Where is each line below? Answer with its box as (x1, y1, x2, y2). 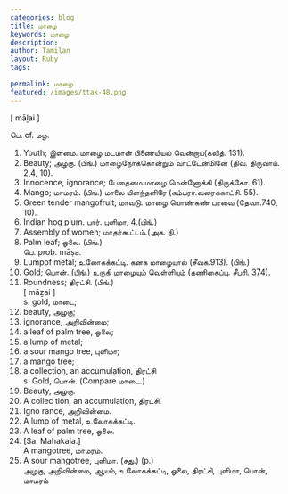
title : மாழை (10, 21, 58, 30)
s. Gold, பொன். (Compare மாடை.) (22, 375, 145, 386)
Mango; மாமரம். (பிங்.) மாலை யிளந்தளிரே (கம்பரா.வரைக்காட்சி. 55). (22, 186, 259, 197)
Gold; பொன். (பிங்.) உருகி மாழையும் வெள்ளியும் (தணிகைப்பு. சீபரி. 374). (22, 267, 271, 277)
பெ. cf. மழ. (10, 129, 50, 140)
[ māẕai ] (22, 286, 56, 297)
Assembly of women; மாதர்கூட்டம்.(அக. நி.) (22, 226, 179, 237)
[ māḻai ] (10, 112, 40, 123)
